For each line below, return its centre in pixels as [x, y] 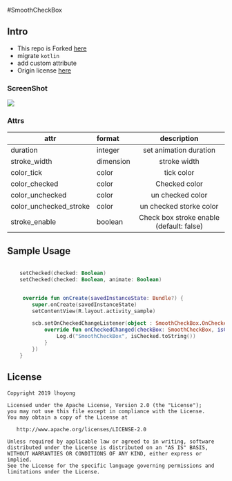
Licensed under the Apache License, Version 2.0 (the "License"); [105, 405]
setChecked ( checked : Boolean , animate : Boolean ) [91, 279]
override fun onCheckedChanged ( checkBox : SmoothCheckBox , [129, 330]
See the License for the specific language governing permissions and [111, 466]
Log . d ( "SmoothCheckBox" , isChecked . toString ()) [126, 337]
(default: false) [179, 226]
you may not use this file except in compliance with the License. [106, 411]
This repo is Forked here [52, 48]
